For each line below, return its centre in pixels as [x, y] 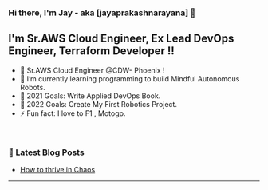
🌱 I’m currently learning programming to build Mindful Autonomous [130, 78]
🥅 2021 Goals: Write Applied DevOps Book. [90, 96]
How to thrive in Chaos [57, 170]
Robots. [32, 87]
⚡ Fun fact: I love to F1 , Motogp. [73, 113]
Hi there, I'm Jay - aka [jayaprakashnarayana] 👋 [102, 13]
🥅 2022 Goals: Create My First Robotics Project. [99, 104]
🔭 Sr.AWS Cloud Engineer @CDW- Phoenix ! [92, 70]
